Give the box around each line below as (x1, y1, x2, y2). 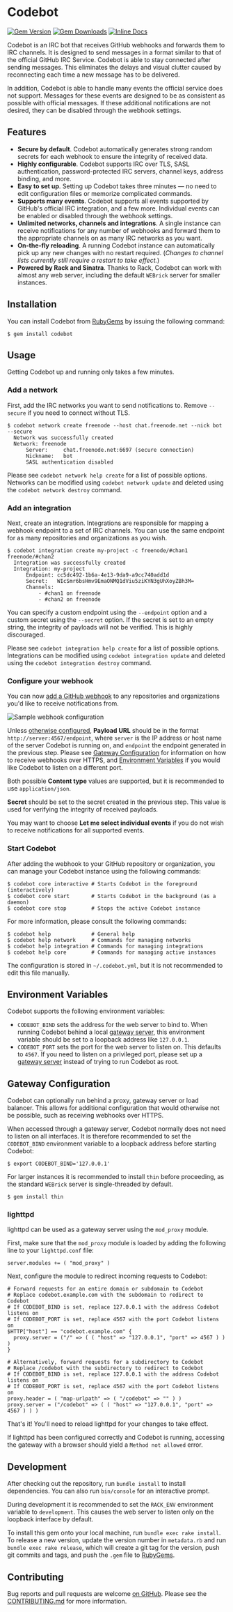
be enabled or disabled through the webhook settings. (17, 211, 173, 220)
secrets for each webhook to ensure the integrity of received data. (17, 152, 208, 160)
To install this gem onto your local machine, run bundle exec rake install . (7, 1528, 221, 1537)
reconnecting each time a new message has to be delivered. (7, 70, 180, 79)
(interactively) (7, 886, 54, 893)
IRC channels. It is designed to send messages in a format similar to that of (7, 48, 222, 56)
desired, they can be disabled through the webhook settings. (7, 106, 182, 114)
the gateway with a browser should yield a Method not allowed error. (7, 1440, 203, 1449)
